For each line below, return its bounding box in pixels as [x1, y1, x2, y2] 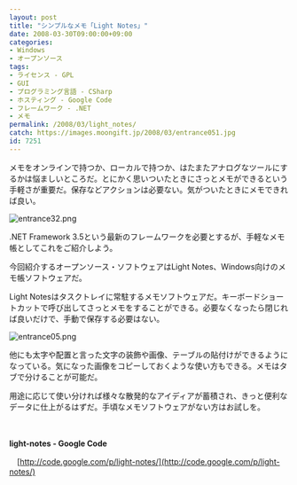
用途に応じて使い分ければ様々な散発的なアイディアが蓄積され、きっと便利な [9, 390, 288, 401]
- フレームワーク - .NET [9, 104, 91, 113]
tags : [9, 63, 29, 72]
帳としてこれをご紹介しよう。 [9, 242, 118, 253]
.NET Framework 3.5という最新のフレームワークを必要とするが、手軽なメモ [9, 231, 285, 242]
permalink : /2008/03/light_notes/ [9, 121, 137, 129]
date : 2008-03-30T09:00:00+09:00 [9, 29, 133, 38]
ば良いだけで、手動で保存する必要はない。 [9, 313, 165, 324]
